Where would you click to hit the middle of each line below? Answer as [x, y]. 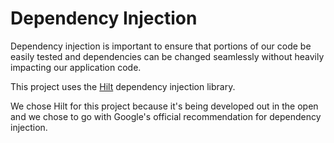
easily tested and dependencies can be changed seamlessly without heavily [167, 56]
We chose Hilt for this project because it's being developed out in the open [164, 106]
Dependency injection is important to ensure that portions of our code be [161, 46]
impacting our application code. [76, 67]
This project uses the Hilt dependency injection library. [123, 86]
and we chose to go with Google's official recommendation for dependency [166, 116]
